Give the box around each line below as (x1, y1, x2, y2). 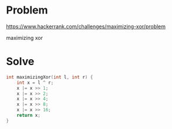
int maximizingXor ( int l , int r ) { (6, 74, 93, 80)
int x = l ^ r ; (16, 80, 54, 86)
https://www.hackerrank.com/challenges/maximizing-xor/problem (6, 23, 166, 30)
